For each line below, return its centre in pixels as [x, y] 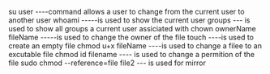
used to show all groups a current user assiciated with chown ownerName [133, 29]
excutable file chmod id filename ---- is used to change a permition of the [132, 54]
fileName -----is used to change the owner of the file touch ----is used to [131, 37]
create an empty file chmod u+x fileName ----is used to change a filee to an [135, 46]
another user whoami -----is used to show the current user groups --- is [129, 20]
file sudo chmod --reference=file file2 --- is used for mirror [107, 63]
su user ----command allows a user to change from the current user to [126, 12]
